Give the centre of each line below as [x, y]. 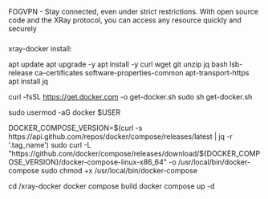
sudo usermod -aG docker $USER [65, 112]
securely [23, 28]
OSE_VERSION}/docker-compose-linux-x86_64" [87, 162]
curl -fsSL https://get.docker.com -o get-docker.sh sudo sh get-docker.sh [130, 96]
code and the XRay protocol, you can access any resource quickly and [125, 20]
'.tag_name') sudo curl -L [50, 144]
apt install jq [28, 81]
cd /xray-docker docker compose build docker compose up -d [112, 186]
